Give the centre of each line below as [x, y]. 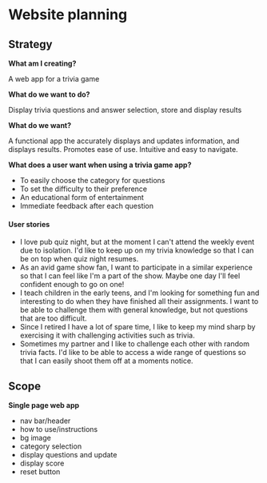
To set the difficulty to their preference [84, 189]
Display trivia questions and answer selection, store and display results [125, 110]
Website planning [68, 15]
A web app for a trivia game [54, 79]
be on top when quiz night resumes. [79, 259]
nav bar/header [45, 421]
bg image [36, 438]
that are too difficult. [53, 318]
